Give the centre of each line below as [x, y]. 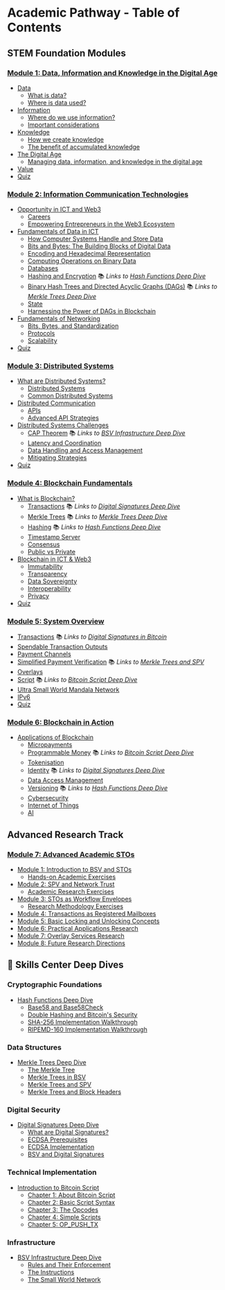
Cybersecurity [48, 798]
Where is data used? [57, 103]
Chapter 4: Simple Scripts [64, 1217]
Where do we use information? [71, 117]
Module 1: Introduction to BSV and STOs [74, 870]
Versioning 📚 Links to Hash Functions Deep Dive [98, 788]
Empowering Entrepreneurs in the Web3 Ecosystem [101, 224]
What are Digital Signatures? [68, 1133]
